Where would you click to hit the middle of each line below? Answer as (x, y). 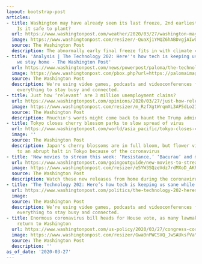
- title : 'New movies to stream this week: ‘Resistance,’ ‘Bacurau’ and (99, 157)
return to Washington (44, 224)
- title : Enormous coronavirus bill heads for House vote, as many (93, 218)
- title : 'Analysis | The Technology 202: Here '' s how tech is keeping (98, 56)
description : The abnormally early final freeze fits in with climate (102, 51)
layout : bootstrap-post (36, 12)
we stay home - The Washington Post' (64, 62)
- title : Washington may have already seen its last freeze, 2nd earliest (102, 23)
